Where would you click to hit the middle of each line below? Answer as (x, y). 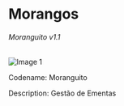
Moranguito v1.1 (34, 36)
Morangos (44, 14)
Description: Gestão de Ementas (62, 93)
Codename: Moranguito (48, 78)
